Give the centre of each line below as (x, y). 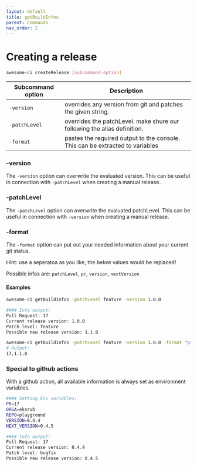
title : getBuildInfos (33, 17)
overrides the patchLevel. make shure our (122, 121)
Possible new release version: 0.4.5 (52, 459)
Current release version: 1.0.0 (45, 321)
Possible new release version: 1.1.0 (52, 332)
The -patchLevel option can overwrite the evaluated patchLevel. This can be (98, 210)
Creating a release (52, 57)
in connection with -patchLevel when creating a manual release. (84, 182)
